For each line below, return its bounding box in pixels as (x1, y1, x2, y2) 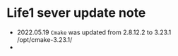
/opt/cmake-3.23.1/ (16, 35, 73, 43)
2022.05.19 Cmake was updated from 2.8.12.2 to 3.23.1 (16, 28, 172, 36)
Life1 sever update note (6, 5, 146, 21)
